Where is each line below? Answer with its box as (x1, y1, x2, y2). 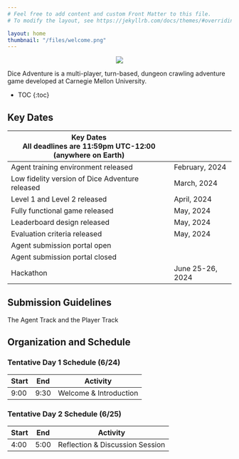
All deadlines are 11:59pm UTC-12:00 (22, 142, 156, 152)
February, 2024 (174, 162, 227, 172)
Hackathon (11, 268, 48, 278)
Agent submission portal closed (11, 252, 117, 262)
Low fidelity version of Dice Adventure (11, 174, 139, 184)
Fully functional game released (11, 206, 114, 216)
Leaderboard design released (11, 218, 110, 228)
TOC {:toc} (17, 90, 50, 100)
